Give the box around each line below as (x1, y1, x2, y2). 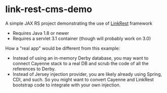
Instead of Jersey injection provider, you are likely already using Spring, (12, 71, 162, 77)
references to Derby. (12, 66, 56, 72)
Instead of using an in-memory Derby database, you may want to (12, 55, 149, 61)
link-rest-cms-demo (5, 4, 93, 15)
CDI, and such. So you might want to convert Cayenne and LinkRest (12, 76, 154, 82)
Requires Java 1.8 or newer (12, 30, 69, 36)
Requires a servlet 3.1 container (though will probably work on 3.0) (12, 35, 151, 41)
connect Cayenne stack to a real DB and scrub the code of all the (12, 60, 149, 66)
